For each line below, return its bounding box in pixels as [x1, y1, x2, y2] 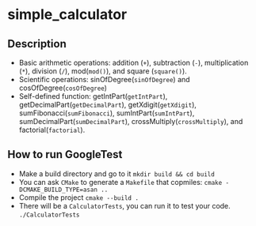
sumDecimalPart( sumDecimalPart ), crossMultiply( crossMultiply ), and [18, 117, 243, 126]
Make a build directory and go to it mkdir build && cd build [18, 168, 215, 179]
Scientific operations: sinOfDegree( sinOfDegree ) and [18, 75, 191, 84]
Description [7, 37, 67, 51]
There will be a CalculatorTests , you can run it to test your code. [18, 201, 231, 210]
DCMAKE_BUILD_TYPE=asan [18, 186, 98, 194]
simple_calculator [7, 6, 128, 24]
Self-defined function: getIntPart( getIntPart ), [18, 92, 168, 100]
